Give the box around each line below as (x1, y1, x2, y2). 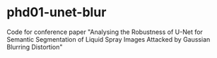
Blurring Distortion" (6, 42, 63, 51)
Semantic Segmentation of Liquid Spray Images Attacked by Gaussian (6, 35, 211, 43)
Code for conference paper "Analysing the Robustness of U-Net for (6, 28, 203, 36)
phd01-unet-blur (6, 4, 107, 21)
